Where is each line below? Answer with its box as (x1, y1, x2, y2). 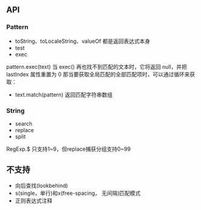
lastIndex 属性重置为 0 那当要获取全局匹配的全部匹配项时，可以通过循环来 (6, 71, 190, 78)
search (14, 120, 33, 127)
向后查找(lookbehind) (14, 182, 68, 189)
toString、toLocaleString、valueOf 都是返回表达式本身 (14, 37, 151, 45)
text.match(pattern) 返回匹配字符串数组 (14, 91, 113, 98)
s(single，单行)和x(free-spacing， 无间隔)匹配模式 (14, 189, 141, 197)
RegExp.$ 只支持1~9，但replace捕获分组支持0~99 (6, 145, 131, 153)
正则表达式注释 (14, 197, 53, 204)
